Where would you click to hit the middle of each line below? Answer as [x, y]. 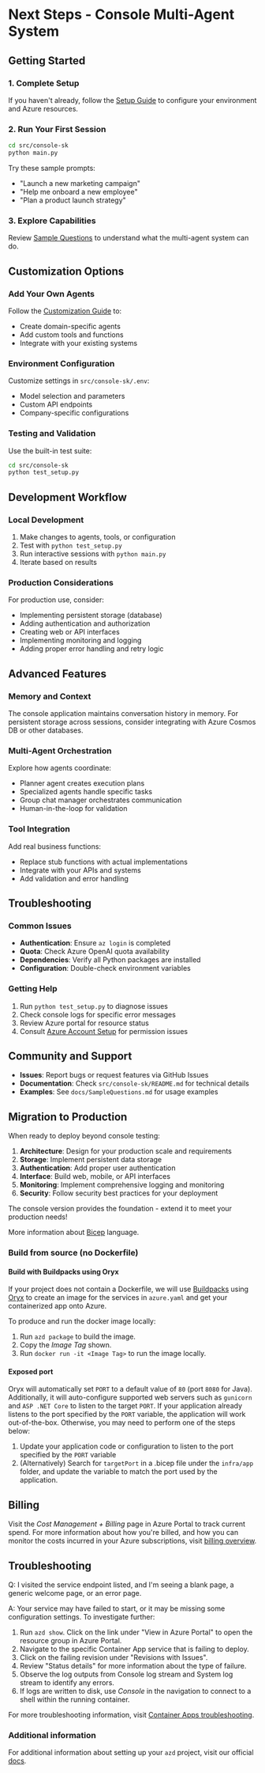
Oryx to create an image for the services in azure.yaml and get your [118, 1298]
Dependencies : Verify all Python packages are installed [110, 960]
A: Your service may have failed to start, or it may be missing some [117, 1608]
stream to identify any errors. [67, 1683]
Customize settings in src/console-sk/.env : [79, 381]
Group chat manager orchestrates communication [101, 800]
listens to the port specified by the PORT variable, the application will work [127, 1415]
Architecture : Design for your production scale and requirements [126, 1151]
